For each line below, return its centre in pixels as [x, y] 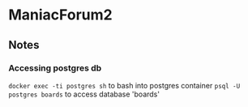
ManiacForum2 [60, 15]
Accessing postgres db [55, 68]
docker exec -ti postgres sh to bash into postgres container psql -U [124, 85]
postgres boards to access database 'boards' [84, 94]
